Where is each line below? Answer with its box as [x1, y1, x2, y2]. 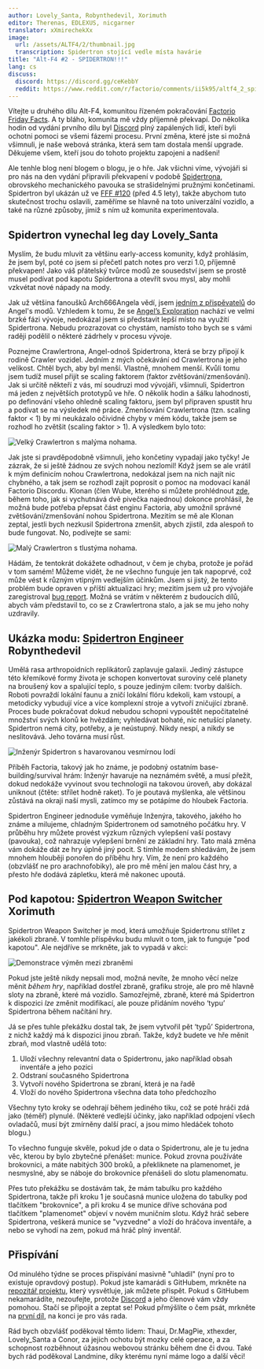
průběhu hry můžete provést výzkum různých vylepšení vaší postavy [8, 828, 232, 837]
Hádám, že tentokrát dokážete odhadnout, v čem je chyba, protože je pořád [8, 559, 254, 568]
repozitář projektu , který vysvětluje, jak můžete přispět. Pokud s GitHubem [8, 1285, 249, 1295]
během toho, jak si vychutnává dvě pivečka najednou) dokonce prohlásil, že [8, 494, 254, 504]
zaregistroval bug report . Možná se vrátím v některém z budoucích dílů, [8, 592, 240, 601]
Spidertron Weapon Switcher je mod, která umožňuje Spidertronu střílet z [8, 925, 246, 935]
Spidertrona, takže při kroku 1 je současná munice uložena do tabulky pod [8, 1192, 247, 1201]
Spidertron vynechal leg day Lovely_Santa [8, 228, 218, 241]
